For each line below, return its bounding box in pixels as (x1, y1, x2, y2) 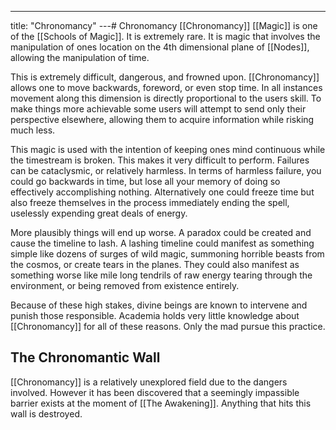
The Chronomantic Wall (10, 349, 161, 366)
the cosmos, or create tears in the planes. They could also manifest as (10, 259, 300, 270)
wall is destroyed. (10, 407, 83, 420)
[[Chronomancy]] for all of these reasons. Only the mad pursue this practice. (10, 321, 326, 332)
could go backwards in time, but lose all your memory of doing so (10, 176, 281, 187)
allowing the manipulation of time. (10, 52, 150, 63)
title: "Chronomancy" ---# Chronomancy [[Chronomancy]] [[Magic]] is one (10, 20, 318, 31)
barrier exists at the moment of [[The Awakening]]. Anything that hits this (10, 397, 312, 409)
